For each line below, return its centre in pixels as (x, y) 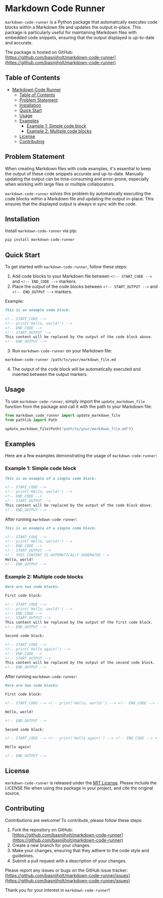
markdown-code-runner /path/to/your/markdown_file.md (61, 360)
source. (13, 793)
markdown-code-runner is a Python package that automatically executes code (81, 22)
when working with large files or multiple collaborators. (60, 184)
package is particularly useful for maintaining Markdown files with (71, 32)
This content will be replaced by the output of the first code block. (79, 623)
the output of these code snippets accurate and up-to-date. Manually (74, 174)
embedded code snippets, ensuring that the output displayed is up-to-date (80, 38)
